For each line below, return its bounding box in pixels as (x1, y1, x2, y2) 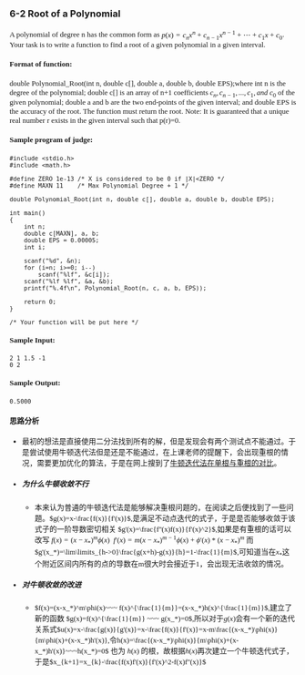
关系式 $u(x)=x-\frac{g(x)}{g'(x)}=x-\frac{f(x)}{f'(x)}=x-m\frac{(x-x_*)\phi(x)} (35, 625, 279, 635)
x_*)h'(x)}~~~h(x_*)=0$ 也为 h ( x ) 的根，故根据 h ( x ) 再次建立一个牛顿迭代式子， (35, 646, 294, 656)
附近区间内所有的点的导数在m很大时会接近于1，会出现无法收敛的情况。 (42, 558, 289, 568)
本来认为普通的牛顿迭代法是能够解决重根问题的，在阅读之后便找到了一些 (35, 503, 287, 513)
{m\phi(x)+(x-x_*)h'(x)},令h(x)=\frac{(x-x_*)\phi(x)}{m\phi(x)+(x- (35, 636, 239, 645)
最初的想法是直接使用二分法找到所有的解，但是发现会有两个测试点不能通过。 (22, 436, 290, 446)
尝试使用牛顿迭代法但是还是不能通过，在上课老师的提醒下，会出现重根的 (29, 447, 282, 457)
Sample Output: (9, 378, 61, 388)
